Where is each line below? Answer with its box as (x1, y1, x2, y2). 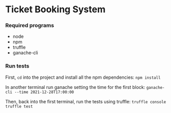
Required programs (5, 22, 55, 29)
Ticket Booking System (5, 4, 106, 15)
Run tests (5, 62, 30, 70)
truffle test (5, 104, 33, 109)
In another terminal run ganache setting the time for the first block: (5, 84, 145, 90)
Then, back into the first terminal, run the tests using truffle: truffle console (5, 98, 166, 104)
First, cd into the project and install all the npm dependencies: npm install (5, 74, 161, 80)
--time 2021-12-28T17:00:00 (14, 89, 74, 95)
